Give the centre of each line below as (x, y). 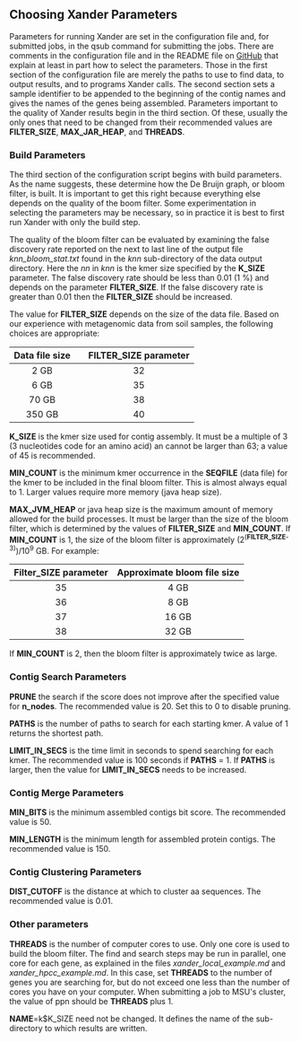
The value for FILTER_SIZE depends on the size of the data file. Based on (144, 314)
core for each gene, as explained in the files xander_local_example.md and (147, 963)
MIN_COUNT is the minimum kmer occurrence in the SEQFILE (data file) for (149, 473)
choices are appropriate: (55, 333)
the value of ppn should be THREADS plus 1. (91, 1001)
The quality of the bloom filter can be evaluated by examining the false (140, 240)
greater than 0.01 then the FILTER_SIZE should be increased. (121, 297)
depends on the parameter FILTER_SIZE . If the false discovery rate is (137, 287)
